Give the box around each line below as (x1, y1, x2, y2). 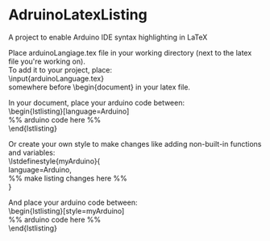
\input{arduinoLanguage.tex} (8, 73, 105, 83)
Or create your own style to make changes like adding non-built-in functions (8, 139, 262, 148)
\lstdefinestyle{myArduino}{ (8, 156, 101, 166)
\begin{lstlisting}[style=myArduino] (8, 206, 125, 215)
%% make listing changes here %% (8, 173, 127, 183)
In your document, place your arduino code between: (8, 98, 185, 107)
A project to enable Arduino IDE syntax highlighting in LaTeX (8, 32, 208, 42)
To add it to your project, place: (8, 64, 113, 74)
